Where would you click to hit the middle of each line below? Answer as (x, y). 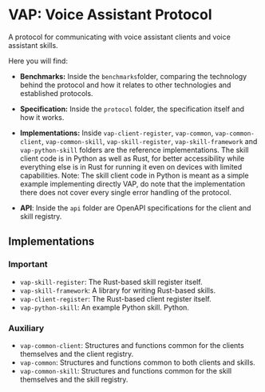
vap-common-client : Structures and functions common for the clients (132, 345)
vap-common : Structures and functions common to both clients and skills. (137, 362)
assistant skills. (33, 45)
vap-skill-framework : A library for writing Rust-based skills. (118, 290)
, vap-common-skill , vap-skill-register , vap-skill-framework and (149, 141)
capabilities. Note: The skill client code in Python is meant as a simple (134, 175)
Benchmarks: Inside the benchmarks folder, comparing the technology (133, 76)
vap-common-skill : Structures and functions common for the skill (126, 370)
